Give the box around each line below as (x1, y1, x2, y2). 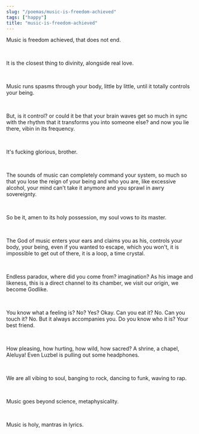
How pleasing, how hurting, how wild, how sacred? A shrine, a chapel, (6, 345, 180, 352)
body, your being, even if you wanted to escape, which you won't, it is (6, 243, 179, 251)
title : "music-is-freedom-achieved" (6, 20, 98, 26)
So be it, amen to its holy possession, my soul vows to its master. (6, 214, 167, 221)
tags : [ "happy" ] (6, 14, 47, 20)
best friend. (6, 322, 35, 329)
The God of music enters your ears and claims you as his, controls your (6, 237, 183, 245)
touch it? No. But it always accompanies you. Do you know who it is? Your (6, 315, 189, 323)
